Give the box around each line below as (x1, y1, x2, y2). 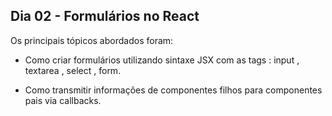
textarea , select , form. (24, 64, 122, 76)
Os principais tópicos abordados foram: (10, 34, 174, 46)
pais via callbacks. (24, 94, 102, 106)
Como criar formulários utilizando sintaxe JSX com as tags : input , (24, 54, 300, 66)
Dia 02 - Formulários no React (10, 8, 200, 25)
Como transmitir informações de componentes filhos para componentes (24, 84, 323, 96)
